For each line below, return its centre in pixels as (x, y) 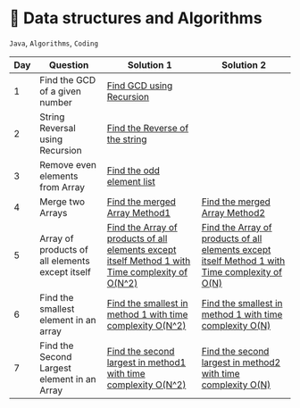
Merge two (62, 202)
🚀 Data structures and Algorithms (136, 18)
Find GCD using (140, 86)
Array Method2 (233, 212)
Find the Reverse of (148, 128)
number (56, 102)
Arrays (54, 212)
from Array (62, 187)
